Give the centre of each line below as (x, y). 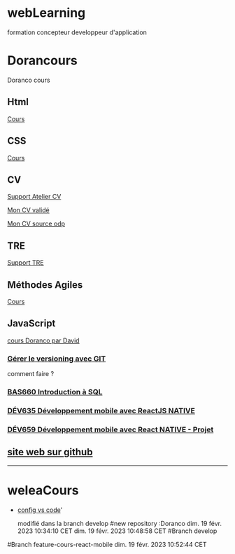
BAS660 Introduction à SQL (55, 392)
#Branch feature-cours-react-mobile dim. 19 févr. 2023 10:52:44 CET (107, 544)
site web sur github (50, 452)
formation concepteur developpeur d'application (77, 32)
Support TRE (26, 263)
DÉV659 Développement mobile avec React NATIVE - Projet (111, 429)
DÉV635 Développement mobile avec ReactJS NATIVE (101, 410)
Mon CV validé (29, 210)
